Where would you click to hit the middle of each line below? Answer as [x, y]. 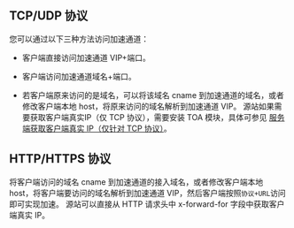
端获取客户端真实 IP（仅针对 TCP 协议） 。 [97, 128]
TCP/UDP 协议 [49, 16]
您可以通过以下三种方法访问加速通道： [79, 39]
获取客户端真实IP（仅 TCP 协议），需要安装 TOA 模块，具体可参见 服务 [157, 117]
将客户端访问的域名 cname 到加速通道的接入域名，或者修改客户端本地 [136, 182]
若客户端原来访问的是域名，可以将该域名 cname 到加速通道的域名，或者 [153, 95]
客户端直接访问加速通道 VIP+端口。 [86, 57]
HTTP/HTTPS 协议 [60, 159]
